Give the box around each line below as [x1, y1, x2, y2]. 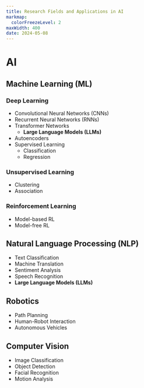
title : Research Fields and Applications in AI [6, 8, 124, 15]
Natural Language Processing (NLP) [6, 239, 139, 249]
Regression [23, 154, 51, 160]
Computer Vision [6, 341, 69, 351]
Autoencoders [14, 135, 49, 141]
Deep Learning [6, 96, 49, 104]
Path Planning [14, 312, 48, 319]
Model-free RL [14, 222, 50, 229]
